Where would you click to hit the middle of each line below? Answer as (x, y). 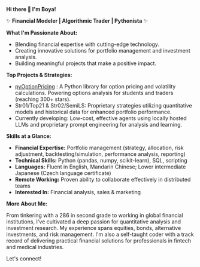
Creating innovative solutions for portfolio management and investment (102, 50)
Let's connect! (24, 259)
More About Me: (27, 204)
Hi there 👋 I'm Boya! (31, 9)
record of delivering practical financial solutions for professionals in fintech (99, 241)
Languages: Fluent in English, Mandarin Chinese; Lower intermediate (100, 167)
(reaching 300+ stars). (43, 99)
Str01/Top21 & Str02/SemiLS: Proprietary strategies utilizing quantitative (104, 105)
